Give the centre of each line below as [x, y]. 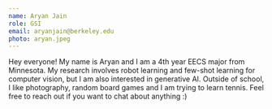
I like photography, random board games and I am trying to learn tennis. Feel [136, 88]
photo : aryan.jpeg [39, 39]
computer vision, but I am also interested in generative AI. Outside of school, [136, 79]
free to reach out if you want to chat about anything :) [98, 96]
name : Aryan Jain [38, 16]
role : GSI [25, 24]
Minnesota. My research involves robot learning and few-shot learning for [132, 71]
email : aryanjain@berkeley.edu [61, 31]
